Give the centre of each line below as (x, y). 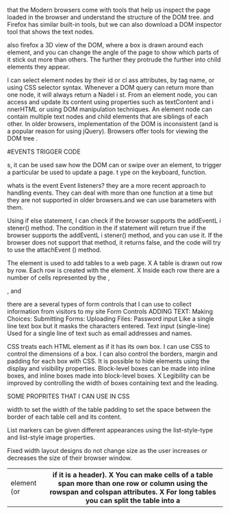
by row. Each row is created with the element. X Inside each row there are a (114, 270)
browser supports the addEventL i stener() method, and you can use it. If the (115, 235)
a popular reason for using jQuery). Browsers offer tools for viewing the (108, 131)
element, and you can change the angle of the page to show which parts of (113, 52)
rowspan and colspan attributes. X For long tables (133, 492)
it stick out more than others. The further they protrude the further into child (114, 60)
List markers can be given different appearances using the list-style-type (110, 430)
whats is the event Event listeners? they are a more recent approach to (107, 185)
